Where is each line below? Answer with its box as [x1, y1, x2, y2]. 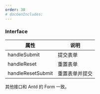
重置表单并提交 [57, 70, 93, 77]
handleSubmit [7, 51, 40, 58]
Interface [5, 28, 28, 35]
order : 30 [5, 7, 26, 12]
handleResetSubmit [7, 70, 53, 77]
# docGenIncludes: [5, 12, 43, 17]
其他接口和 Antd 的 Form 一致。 [5, 84, 69, 90]
